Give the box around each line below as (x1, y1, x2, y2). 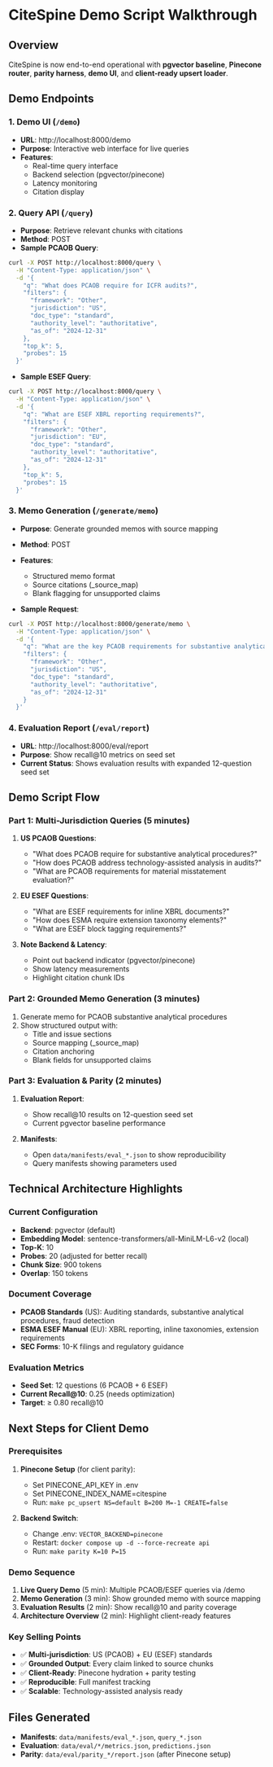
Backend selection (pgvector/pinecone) (32, 169, 165, 179)
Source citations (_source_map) (32, 580, 139, 590)
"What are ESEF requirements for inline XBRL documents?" (32, 906, 230, 917)
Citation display (32, 186, 85, 196)
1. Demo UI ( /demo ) (8, 116, 80, 128)
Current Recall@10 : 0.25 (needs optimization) (19, 1389, 175, 1399)
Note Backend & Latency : (19, 940, 107, 949)
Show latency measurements (32, 964, 130, 974)
